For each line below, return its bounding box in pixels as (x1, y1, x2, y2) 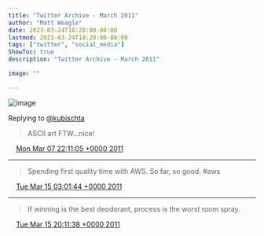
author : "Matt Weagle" (8, 19, 82, 27)
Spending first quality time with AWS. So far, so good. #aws (27, 166, 221, 175)
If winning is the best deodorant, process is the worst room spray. (27, 204, 241, 213)
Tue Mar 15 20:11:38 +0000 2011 (15, 219, 120, 229)
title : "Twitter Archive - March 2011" (8, 11, 139, 20)
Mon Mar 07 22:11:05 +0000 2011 (15, 143, 124, 153)
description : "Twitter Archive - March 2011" (8, 56, 159, 64)
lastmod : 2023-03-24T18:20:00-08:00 (8, 33, 128, 42)
